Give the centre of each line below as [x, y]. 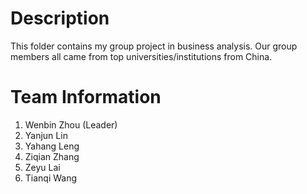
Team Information [86, 97]
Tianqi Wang [51, 178]
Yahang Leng [52, 146]
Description [60, 18]
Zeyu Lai [42, 167]
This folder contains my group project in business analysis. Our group [154, 46]
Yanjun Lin [46, 135]
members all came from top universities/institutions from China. [141, 56]
